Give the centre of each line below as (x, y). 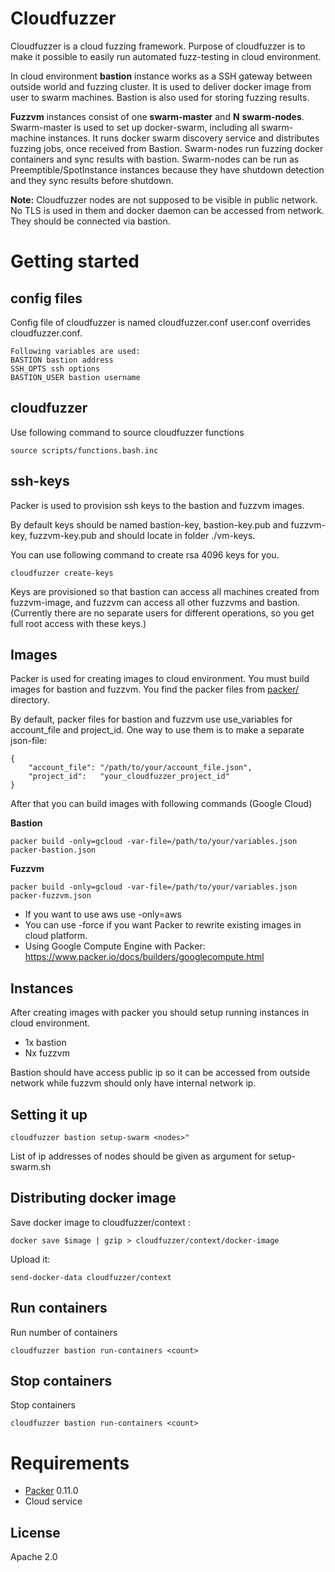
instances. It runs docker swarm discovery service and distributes (184, 138)
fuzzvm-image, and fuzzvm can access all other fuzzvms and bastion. (155, 602)
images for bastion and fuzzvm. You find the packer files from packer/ (155, 689)
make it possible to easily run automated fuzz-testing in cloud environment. (166, 56)
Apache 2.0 (34, 1557)
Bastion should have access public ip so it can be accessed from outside (160, 1073)
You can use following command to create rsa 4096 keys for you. (145, 554)
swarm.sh (31, 1166)
